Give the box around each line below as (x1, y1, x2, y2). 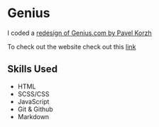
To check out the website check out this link (7, 42, 136, 51)
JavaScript (17, 97, 50, 106)
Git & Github (17, 105, 53, 113)
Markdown (17, 112, 50, 121)
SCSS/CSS (17, 89, 50, 98)
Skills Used (7, 63, 58, 76)
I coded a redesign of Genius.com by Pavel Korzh (7, 29, 153, 37)
